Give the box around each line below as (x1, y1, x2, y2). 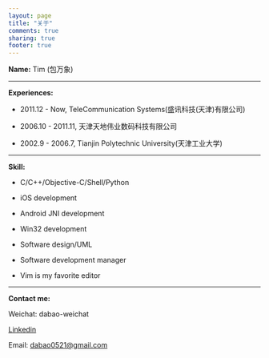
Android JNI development (19, 209, 105, 219)
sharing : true (8, 34, 56, 42)
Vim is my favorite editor (19, 271, 101, 280)
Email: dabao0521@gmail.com (8, 340, 108, 350)
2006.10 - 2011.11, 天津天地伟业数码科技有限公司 (19, 122, 178, 131)
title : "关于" (8, 19, 54, 27)
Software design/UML (19, 239, 93, 249)
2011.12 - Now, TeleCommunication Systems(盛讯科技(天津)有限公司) (19, 105, 246, 115)
